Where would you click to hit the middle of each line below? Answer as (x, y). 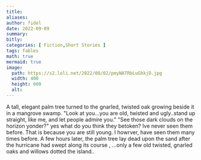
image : (14, 67)
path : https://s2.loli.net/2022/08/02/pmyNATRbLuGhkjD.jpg (87, 73)
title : (14, 12)
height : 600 (27, 84)
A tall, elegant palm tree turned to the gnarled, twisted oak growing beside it (100, 107)
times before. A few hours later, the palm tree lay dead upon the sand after (98, 138)
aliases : (17, 17)
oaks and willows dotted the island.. (50, 151)
